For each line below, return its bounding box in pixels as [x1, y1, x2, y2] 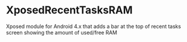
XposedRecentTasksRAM [6, 3, 133, 17]
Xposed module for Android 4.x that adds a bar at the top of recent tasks [6, 23, 181, 30]
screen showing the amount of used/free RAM [6, 29, 117, 36]
